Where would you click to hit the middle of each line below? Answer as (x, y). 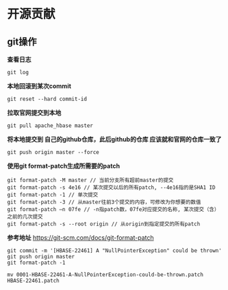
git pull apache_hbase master (50, 126)
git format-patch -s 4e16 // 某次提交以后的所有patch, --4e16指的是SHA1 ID (111, 188)
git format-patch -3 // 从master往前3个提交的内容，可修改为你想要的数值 (104, 202)
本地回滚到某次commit (39, 86)
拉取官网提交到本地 (34, 113)
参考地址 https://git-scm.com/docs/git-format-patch (80, 237)
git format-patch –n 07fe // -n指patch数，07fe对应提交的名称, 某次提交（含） (113, 210)
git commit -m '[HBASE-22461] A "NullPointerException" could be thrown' (115, 251)
